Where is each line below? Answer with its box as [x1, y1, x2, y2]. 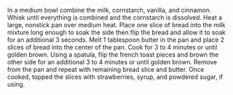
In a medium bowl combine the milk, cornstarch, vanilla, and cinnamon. [7, 6, 211, 14]
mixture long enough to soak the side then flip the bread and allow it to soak [7, 28, 226, 36]
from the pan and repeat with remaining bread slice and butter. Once [7, 66, 204, 73]
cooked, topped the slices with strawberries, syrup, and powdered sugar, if [7, 73, 223, 81]
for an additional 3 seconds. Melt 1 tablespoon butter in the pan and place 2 [7, 36, 225, 44]
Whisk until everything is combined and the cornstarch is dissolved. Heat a [7, 13, 223, 22]
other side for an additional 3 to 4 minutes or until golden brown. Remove [7, 58, 218, 66]
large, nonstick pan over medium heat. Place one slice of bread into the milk [7, 21, 225, 29]
